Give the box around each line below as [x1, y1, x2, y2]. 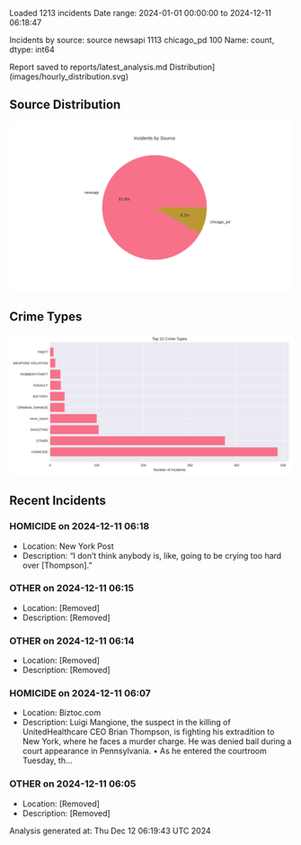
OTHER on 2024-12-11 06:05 [9, 778, 137, 790]
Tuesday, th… [22, 755, 74, 766]
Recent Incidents [9, 493, 106, 508]
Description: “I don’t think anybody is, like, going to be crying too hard [22, 550, 282, 561]
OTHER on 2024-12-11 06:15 [9, 582, 135, 595]
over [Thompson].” [22, 560, 93, 571]
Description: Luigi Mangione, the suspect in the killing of [22, 717, 231, 728]
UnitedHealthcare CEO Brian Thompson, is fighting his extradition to [22, 726, 275, 737]
